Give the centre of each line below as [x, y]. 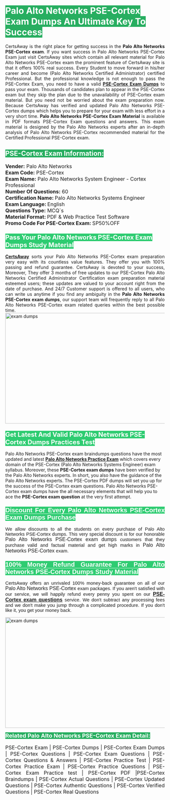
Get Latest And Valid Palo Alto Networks [67, 434]
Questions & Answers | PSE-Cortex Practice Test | [87, 760]
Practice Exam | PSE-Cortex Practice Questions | [87, 766]
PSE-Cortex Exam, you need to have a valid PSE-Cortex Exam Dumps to [85, 84]
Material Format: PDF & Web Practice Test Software [68, 216]
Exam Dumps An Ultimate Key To [75, 21]
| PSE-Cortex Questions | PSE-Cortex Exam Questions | [78, 753]
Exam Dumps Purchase [40, 518]
